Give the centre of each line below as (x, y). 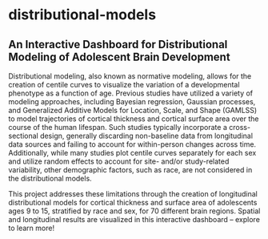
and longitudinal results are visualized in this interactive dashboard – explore (134, 219)
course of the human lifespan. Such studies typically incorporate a (118, 127)
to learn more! (31, 228)
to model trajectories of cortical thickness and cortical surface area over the (134, 119)
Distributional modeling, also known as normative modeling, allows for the (130, 76)
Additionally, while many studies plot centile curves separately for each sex (132, 153)
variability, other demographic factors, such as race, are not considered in (130, 170)
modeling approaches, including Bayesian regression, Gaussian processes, (132, 101)
